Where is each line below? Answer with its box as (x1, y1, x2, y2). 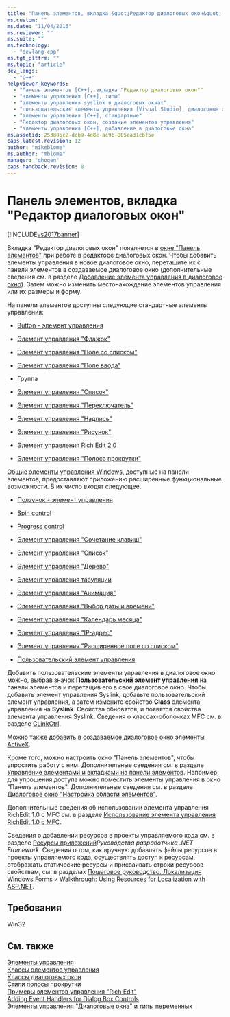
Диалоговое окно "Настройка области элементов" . (7, 790, 157, 798)
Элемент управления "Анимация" (16, 589, 116, 597)
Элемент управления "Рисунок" (16, 427, 112, 436)
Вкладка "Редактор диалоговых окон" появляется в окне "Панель (7, 243, 201, 251)
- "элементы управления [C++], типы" (13, 93, 121, 100)
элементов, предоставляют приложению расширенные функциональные (7, 475, 222, 483)
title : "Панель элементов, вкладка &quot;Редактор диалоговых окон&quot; (7, 10, 222, 17)
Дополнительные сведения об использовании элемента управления (7, 803, 209, 811)
